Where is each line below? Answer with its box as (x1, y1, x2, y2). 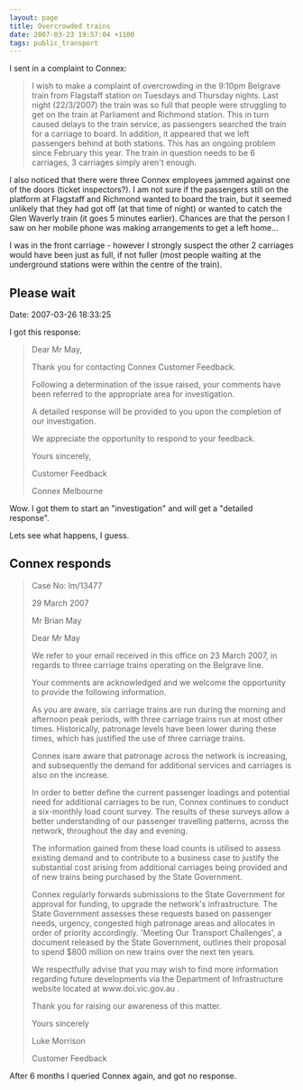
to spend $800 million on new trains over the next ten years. (31, 946, 255, 957)
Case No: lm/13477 (31, 580, 103, 591)
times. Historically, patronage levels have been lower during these (31, 723, 277, 734)
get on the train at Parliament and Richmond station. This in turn (31, 109, 269, 120)
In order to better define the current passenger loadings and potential (31, 786, 290, 798)
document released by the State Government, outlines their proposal (31, 937, 287, 948)
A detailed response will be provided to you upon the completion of (31, 407, 282, 417)
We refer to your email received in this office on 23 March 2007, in (31, 650, 278, 661)
